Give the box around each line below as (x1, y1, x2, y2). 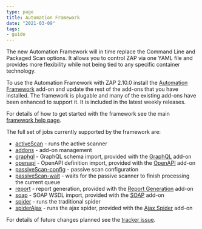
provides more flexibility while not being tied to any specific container (6, 61, 180, 68)
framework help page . (6, 116, 62, 124)
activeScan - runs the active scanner (15, 140, 107, 147)
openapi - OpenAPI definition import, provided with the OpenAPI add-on (15, 159, 196, 167)
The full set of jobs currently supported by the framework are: (6, 128, 161, 136)
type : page (6, 8, 34, 15)
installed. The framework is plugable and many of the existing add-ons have (6, 92, 197, 99)
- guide (6, 32, 26, 38)
